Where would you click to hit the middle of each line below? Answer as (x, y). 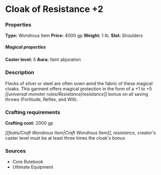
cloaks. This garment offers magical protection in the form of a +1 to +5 (79, 89)
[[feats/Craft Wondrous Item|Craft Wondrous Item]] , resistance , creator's (80, 133)
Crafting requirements (33, 112)
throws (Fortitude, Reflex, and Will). (41, 99)
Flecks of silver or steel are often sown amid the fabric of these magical (79, 83)
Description (20, 72)
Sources (15, 151)
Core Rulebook (28, 162)
